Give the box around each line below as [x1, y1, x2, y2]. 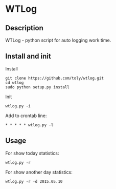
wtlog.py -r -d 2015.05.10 [5, 179, 63, 184]
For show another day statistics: [5, 169, 73, 175]
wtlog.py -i [5, 103, 31, 108]
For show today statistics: [5, 150, 60, 156]
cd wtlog [5, 80, 24, 85]
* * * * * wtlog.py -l [5, 122, 54, 127]
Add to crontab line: [5, 112, 47, 119]
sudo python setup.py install [5, 84, 70, 90]
